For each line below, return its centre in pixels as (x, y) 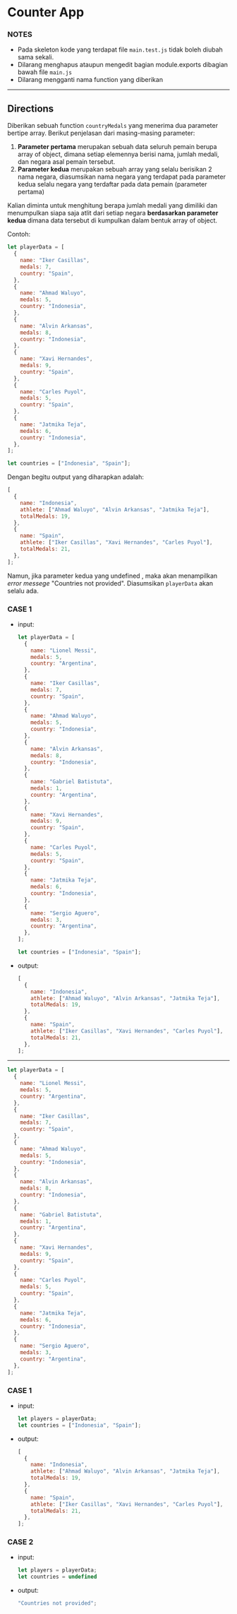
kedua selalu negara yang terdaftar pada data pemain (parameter (112, 184)
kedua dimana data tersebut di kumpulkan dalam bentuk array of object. (112, 220)
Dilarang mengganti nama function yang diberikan (90, 80)
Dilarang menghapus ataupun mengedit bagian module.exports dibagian (122, 65)
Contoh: (19, 235)
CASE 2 (20, 1542)
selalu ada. (23, 591)
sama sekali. (36, 57)
